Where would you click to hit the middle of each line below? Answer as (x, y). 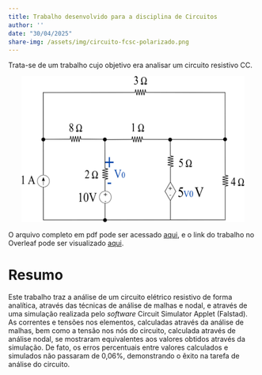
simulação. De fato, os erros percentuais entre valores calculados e (118, 347)
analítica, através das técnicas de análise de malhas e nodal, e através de (128, 305)
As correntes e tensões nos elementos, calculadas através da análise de (126, 322)
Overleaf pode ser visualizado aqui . (66, 243)
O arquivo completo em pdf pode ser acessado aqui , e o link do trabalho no (131, 235)
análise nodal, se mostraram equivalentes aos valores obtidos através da (127, 339)
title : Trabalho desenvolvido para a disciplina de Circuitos (113, 17)
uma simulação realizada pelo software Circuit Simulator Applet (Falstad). (128, 314)
